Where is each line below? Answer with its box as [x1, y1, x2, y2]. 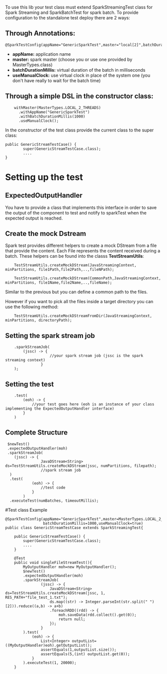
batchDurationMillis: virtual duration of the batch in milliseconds [12, 67, 146, 73]
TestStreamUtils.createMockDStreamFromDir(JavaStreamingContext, [14, 314, 153, 319]
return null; [58, 617, 85, 622]
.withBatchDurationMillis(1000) [18, 114, 85, 119]
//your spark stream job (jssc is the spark [49, 353, 143, 358]
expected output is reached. [5, 215, 63, 221]
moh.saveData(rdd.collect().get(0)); [58, 612, 137, 617]
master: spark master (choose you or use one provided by [12, 56, 133, 62]
